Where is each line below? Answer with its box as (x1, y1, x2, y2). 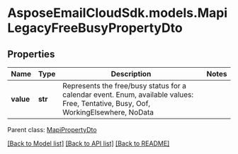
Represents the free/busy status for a (62, 81, 186, 90)
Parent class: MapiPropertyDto (7, 126, 97, 134)
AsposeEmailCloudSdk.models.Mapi (7, 5, 228, 21)
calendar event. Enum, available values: (62, 90, 194, 100)
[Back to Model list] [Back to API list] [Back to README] (7, 139, 170, 148)
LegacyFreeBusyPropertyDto (7, 20, 183, 36)
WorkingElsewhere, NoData (62, 107, 154, 117)
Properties (7, 48, 55, 60)
